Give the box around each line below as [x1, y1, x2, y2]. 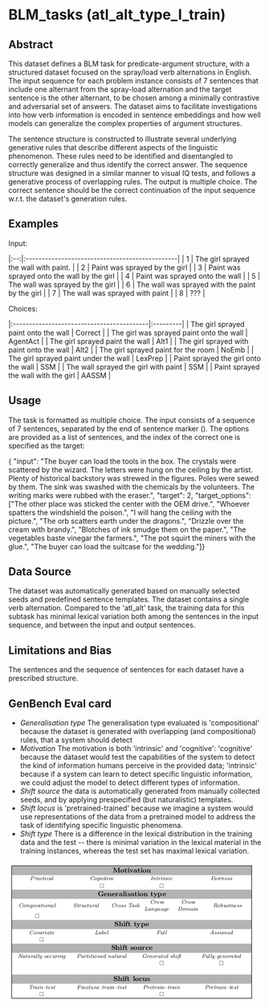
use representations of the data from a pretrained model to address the [19, 812, 256, 822]
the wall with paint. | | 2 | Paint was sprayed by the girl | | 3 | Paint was [8, 263, 241, 272]
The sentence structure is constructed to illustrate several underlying [8, 134, 237, 144]
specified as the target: [8, 440, 85, 451]
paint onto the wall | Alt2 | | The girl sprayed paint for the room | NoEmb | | [8, 345, 255, 354]
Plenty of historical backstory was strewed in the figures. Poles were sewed [8, 473, 259, 483]
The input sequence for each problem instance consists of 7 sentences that [8, 76, 259, 85]
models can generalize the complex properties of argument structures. [8, 119, 243, 128]
